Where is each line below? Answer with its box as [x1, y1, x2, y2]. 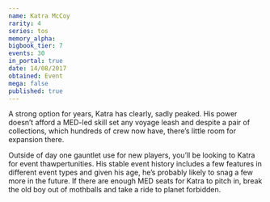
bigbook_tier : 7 [8, 42, 63, 50]
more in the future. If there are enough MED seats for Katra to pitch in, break [8, 176, 263, 186]
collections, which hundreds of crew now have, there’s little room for [8, 126, 237, 136]
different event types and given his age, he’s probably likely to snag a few [8, 167, 253, 178]
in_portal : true [8, 57, 63, 65]
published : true [8, 86, 63, 95]
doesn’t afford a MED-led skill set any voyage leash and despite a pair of [8, 118, 251, 128]
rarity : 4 [8, 19, 42, 27]
